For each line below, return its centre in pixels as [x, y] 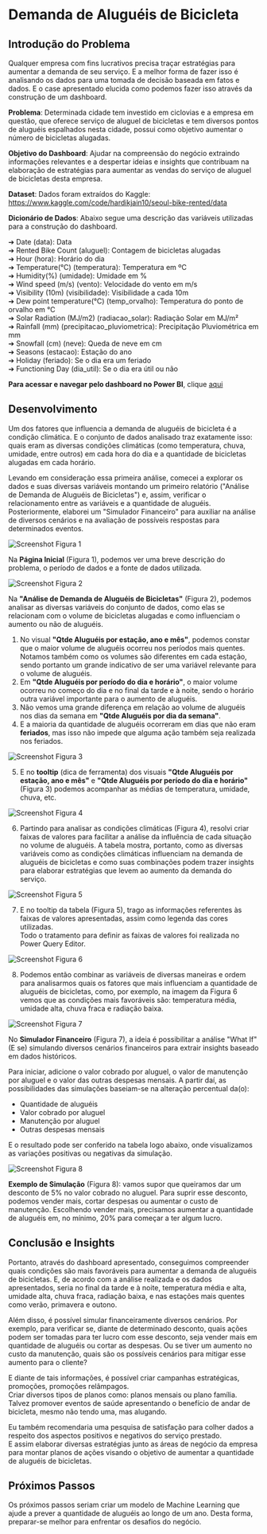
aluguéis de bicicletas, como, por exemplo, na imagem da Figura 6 [128, 991]
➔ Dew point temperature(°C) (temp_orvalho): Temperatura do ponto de [126, 301]
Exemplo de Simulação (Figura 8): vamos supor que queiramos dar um [125, 1184]
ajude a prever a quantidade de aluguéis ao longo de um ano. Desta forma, [131, 1513]
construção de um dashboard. [58, 97]
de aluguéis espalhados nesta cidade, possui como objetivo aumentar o [126, 129]
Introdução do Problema [69, 44]
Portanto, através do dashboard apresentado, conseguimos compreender [129, 1262]
